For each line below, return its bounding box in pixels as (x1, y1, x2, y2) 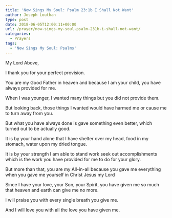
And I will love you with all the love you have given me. (5, 207, 120, 213)
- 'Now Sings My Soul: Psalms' (10, 46, 77, 51)
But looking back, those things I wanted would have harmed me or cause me (5, 104, 167, 111)
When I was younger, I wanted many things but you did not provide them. (5, 95, 160, 101)
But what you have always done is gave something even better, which (5, 120, 153, 126)
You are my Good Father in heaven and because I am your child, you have (5, 79, 161, 85)
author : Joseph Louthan (5, 12, 56, 17)
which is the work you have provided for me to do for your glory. (5, 156, 141, 162)
